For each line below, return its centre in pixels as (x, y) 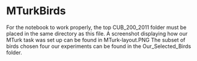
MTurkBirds (36, 11)
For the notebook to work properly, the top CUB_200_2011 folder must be (96, 27)
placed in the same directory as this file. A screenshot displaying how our (97, 33)
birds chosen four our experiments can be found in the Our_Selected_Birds (98, 46)
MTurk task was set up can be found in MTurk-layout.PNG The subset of (96, 40)
